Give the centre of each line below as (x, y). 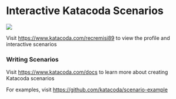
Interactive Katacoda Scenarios (85, 11)
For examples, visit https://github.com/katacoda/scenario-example (87, 90)
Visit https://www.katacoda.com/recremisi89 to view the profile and (88, 38)
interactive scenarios (31, 44)
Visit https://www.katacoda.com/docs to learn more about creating (87, 72)
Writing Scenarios (32, 59)
